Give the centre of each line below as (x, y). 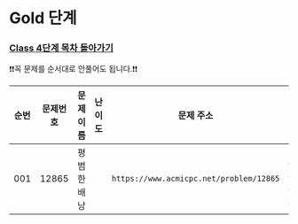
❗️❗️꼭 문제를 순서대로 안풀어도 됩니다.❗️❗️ (74, 69)
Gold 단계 (43, 18)
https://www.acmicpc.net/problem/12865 (196, 179)
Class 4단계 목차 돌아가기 (61, 48)
